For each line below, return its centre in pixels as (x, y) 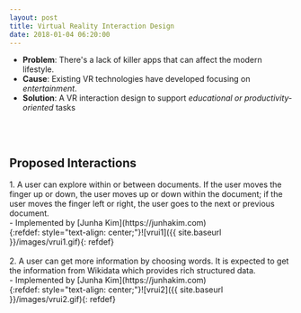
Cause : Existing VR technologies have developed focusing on (136, 79)
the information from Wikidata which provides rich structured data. (133, 271)
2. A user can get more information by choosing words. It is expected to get (149, 261)
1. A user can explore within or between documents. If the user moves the (146, 184)
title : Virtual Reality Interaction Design (92, 26)
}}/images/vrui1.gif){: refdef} (62, 242)
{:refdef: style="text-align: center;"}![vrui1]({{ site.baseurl (115, 233)
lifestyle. (38, 69)
